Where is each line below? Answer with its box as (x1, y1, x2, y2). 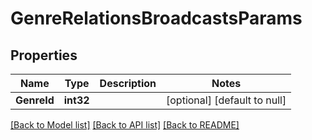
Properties (10, 47, 78, 64)
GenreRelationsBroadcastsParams (10, 7, 303, 30)
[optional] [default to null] (166, 93, 287, 107)
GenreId (15, 93, 55, 107)
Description (99, 77, 157, 90)
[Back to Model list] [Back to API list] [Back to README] (10, 119, 240, 131)
